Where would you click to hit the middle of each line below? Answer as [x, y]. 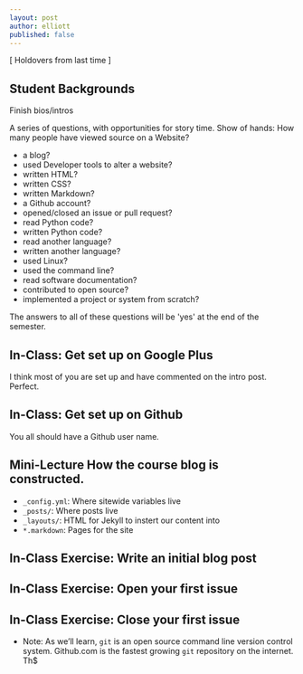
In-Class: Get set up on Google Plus [111, 355]
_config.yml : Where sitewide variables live [101, 501]
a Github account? [57, 204]
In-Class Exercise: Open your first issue [123, 589]
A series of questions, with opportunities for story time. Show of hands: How [152, 128]
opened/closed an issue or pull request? [97, 213]
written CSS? [47, 184]
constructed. [47, 479]
